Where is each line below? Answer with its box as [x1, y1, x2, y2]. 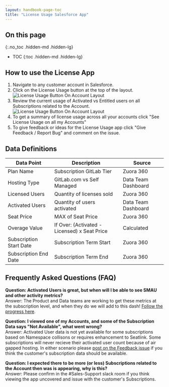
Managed [54, 182, 77, 189]
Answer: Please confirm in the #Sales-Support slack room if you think [5, 370, 150, 376]
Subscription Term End [54, 253, 109, 260]
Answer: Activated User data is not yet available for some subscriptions [5, 329, 153, 335]
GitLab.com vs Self [54, 176, 99, 183]
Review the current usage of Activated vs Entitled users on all [12, 98, 140, 104]
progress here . [5, 308, 36, 315]
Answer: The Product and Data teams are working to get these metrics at [5, 297, 157, 303]
